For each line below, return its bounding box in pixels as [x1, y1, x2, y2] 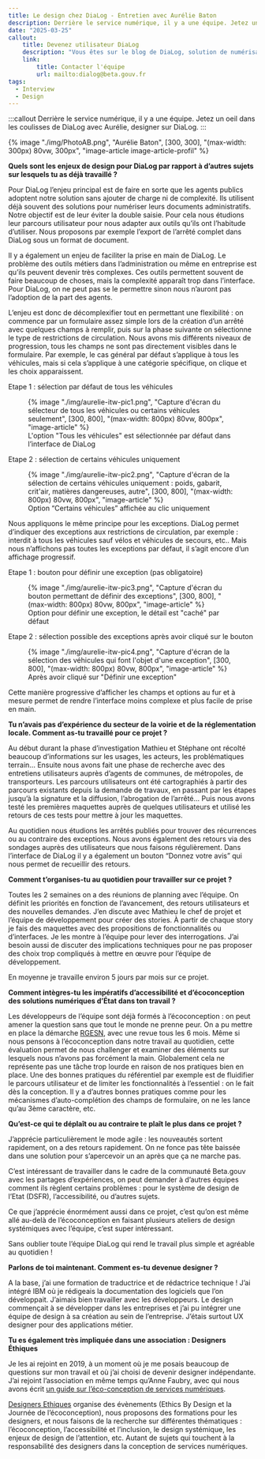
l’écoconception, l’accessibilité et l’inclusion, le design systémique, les [8, 1425, 237, 1435]
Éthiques [8, 1344, 38, 1353]
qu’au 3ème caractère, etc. [8, 1104, 96, 1114]
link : [22, 56, 41, 64]
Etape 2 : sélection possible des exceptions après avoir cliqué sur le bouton [8, 632, 254, 641]
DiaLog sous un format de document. [8, 235, 129, 245]
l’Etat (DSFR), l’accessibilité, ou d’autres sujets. [8, 1192, 160, 1201]
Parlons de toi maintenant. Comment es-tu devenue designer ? [8, 1263, 218, 1273]
